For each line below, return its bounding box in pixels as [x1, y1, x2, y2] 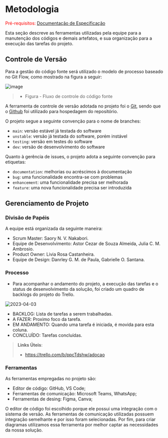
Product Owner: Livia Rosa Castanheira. [12, 251, 95, 257]
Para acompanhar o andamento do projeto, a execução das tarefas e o [12, 280, 158, 287]
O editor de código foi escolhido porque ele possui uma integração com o [5, 406, 157, 412]
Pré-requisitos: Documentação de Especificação [5, 20, 105, 26]
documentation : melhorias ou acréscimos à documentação [12, 168, 132, 174]
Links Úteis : [17, 342, 43, 348]
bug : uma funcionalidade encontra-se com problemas [12, 174, 123, 180]
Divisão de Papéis [5, 214, 50, 222]
